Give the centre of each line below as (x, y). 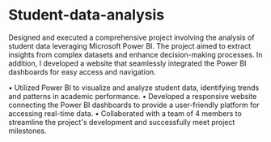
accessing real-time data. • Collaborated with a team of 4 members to (125, 113)
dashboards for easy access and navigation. (82, 71)
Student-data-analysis (86, 15)
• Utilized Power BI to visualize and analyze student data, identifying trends (134, 88)
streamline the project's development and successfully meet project (122, 122)
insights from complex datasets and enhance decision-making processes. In (135, 54)
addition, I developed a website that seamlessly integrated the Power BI (127, 63)
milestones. (28, 131)
